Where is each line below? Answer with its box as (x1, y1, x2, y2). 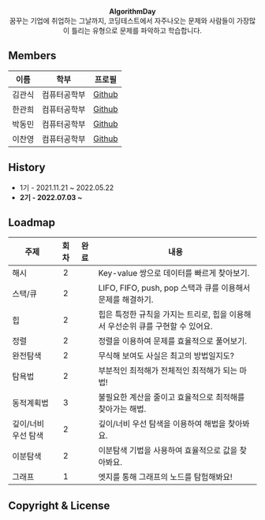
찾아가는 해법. (98, 403, 147, 414)
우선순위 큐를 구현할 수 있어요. (107, 321, 213, 332)
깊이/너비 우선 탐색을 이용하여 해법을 (98, 418, 226, 429)
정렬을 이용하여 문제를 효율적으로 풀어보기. (98, 336, 247, 347)
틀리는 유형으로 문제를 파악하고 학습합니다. (71, 26, 203, 35)
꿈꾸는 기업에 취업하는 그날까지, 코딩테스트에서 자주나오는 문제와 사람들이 (9, 16, 235, 25)
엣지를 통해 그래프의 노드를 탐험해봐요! (98, 472, 233, 483)
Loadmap (8, 216, 55, 229)
